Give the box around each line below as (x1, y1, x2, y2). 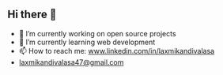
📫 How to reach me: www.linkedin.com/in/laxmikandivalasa (18, 46, 215, 55)
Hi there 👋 (7, 8, 57, 21)
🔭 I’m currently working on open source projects (18, 28, 176, 38)
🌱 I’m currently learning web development (18, 37, 156, 47)
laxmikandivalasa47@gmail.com (18, 57, 124, 67)
